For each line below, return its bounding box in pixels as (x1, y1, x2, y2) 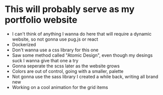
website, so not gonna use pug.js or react (12, 36, 99, 42)
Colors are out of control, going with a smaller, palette (12, 68, 124, 74)
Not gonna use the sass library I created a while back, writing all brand (12, 73, 158, 79)
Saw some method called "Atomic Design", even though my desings (12, 52, 153, 58)
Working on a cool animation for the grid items (12, 84, 109, 90)
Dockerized (12, 41, 36, 47)
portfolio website (5, 14, 77, 26)
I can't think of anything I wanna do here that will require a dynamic (12, 31, 152, 37)
